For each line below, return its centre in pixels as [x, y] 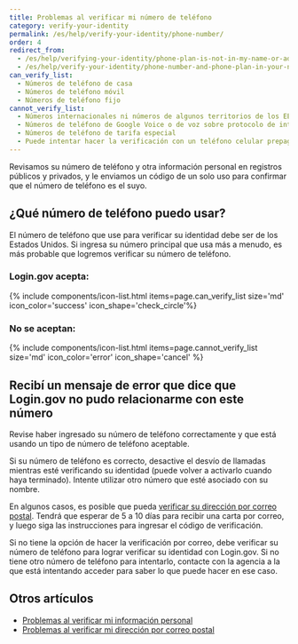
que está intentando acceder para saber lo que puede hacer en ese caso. [143, 570]
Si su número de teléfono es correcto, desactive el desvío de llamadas [137, 461]
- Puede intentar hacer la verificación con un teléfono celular [141, 141]
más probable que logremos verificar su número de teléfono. [120, 253]
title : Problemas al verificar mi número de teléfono [111, 17]
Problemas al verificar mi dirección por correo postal [118, 629]
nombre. [24, 489]
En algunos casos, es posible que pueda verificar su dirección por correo [143, 506]
